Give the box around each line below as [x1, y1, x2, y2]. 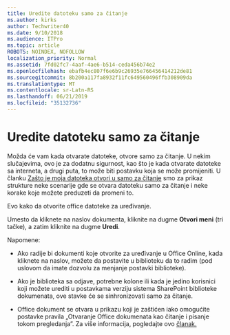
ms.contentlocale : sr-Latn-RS [7, 87, 94, 94]
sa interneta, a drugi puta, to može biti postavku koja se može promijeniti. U [7, 166, 222, 175]
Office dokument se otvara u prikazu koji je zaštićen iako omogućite [17, 305, 210, 313]
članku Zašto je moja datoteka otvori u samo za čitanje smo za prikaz [7, 173, 203, 182]
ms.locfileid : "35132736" [7, 100, 81, 107]
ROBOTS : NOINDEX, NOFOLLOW [7, 49, 85, 56]
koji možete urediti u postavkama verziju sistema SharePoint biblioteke [17, 284, 217, 292]
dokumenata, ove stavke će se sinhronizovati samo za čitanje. [17, 292, 194, 300]
